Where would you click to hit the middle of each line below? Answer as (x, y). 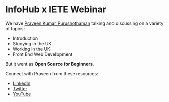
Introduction (25, 38)
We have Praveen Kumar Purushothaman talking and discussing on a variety (84, 23)
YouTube (22, 94)
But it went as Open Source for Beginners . (50, 64)
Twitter (20, 88)
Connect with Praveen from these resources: (52, 73)
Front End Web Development (42, 54)
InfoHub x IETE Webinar (56, 9)
